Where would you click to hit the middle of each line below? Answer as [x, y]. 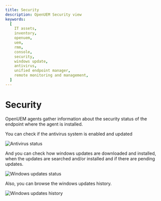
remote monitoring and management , [51, 75]
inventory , [26, 33]
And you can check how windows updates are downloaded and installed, [81, 153]
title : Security [22, 10]
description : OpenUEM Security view [43, 15]
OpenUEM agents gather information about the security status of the [76, 119]
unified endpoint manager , [42, 71]
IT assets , [26, 29]
